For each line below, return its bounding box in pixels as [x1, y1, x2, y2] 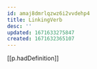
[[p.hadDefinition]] [7, 54, 59, 62]
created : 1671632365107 [7, 36, 75, 42]
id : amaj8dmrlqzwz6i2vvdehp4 [7, 10, 90, 17]
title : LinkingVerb [7, 16, 63, 23]
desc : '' [7, 23, 32, 29]
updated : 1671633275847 [7, 29, 75, 36]
